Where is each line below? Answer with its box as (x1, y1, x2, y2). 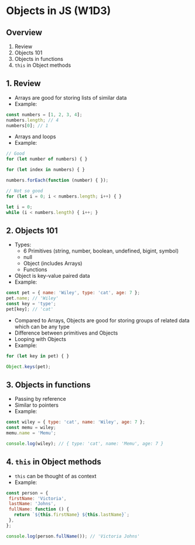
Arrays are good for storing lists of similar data (14, 94, 127, 101)
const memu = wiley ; (6, 425, 57, 431)
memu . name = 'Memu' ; (6, 430, 57, 436)
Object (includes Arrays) (23, 260, 83, 267)
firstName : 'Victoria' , (8, 495, 67, 502)
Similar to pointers (14, 401, 59, 408)
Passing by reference (14, 396, 66, 403)
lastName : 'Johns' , (8, 501, 57, 507)
